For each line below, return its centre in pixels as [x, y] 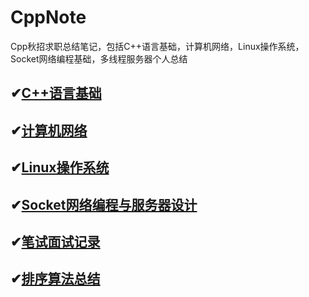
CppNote [48, 17]
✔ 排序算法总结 [55, 279]
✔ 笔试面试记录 [55, 241]
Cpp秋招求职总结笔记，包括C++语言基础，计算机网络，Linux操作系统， [157, 46]
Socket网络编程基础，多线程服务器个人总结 [99, 58]
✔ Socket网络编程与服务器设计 [104, 204]
